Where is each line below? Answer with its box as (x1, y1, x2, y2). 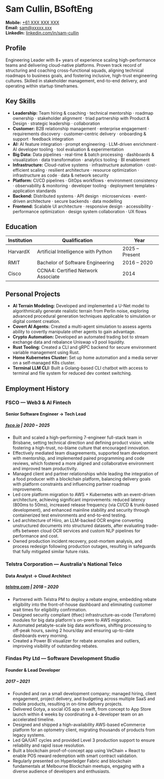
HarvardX (8, 248, 30, 255)
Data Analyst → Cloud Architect (5, 573, 71, 579)
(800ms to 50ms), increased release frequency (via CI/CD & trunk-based (12, 502, 159, 508)
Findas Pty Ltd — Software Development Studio (5, 655, 120, 662)
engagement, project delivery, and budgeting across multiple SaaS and (12, 696, 155, 702)
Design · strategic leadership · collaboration (12, 120, 100, 126)
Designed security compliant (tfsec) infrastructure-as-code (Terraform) (12, 612, 156, 618)
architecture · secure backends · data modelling (26, 198, 122, 204)
